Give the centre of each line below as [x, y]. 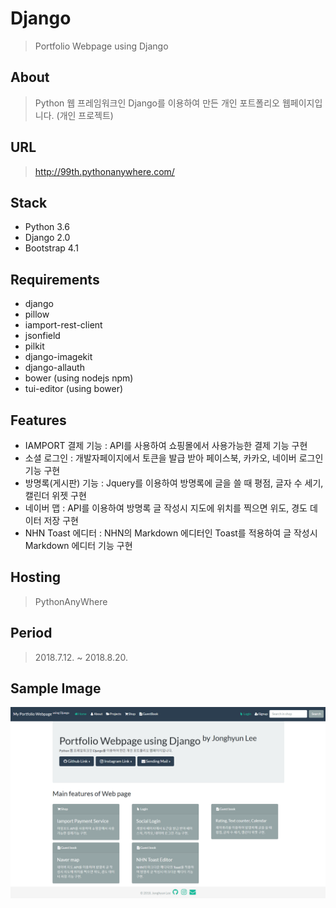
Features [38, 420]
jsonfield [42, 336]
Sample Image [56, 688]
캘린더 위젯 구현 [55, 495]
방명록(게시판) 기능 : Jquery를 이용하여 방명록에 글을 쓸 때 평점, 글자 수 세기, [174, 483]
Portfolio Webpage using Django [101, 46]
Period [31, 633]
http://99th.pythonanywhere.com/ [104, 171]
